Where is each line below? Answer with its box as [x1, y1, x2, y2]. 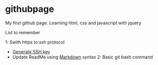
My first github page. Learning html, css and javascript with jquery [5, 20, 142, 26]
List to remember [5, 29, 40, 35]
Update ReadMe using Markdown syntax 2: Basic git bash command [12, 54, 153, 60]
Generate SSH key [12, 49, 50, 55]
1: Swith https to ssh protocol [5, 39, 65, 45]
